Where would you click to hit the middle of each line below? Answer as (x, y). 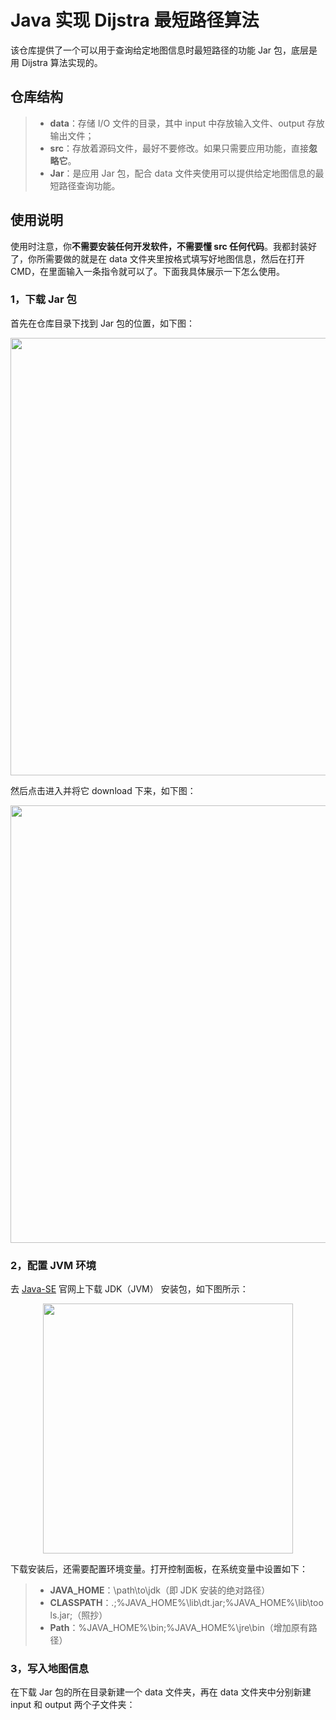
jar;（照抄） (83, 1615)
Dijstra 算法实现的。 (62, 62)
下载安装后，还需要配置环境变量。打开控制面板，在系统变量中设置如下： (159, 1569)
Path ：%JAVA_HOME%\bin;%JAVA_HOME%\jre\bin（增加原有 (179, 1628)
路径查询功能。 (89, 185)
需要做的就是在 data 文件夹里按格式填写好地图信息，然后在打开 (174, 258)
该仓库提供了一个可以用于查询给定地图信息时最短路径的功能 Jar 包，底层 (159, 50)
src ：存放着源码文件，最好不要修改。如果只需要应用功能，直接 (179, 148)
